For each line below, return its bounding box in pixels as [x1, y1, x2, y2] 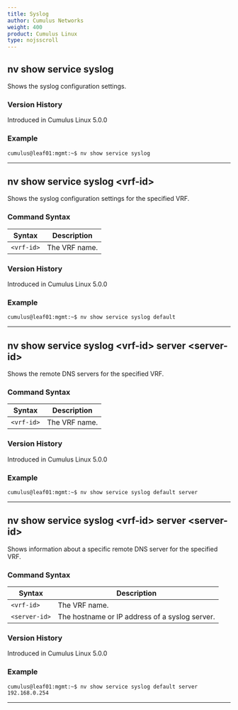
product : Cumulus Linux [7, 30, 78, 38]
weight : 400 [7, 23, 42, 31]
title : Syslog [7, 10, 50, 18]
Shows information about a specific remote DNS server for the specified [7, 545, 218, 553]
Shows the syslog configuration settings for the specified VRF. [7, 195, 190, 203]
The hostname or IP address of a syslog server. [57, 612, 215, 622]
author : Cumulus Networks [7, 17, 84, 24]
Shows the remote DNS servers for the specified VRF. [7, 370, 164, 378]
